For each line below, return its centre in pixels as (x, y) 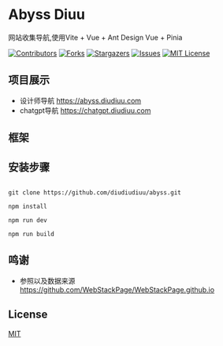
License (28, 315)
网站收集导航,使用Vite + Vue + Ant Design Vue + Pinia (95, 37)
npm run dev (28, 220)
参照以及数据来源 (47, 280)
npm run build (32, 234)
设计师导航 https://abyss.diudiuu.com (80, 100)
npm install (28, 206)
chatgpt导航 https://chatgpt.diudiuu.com (85, 110)
